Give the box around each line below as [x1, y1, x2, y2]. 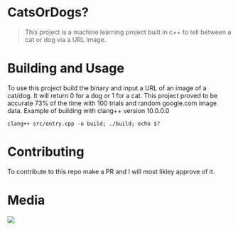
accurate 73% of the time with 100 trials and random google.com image [7, 99, 217, 107]
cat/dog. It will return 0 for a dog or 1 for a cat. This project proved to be [7, 91, 218, 100]
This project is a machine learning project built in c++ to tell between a [24, 28, 232, 36]
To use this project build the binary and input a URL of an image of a [7, 83, 207, 92]
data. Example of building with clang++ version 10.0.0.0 [7, 106, 170, 114]
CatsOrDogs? [7, 4, 89, 21]
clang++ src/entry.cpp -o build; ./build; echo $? [7, 120, 161, 127]
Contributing [7, 144, 85, 160]
